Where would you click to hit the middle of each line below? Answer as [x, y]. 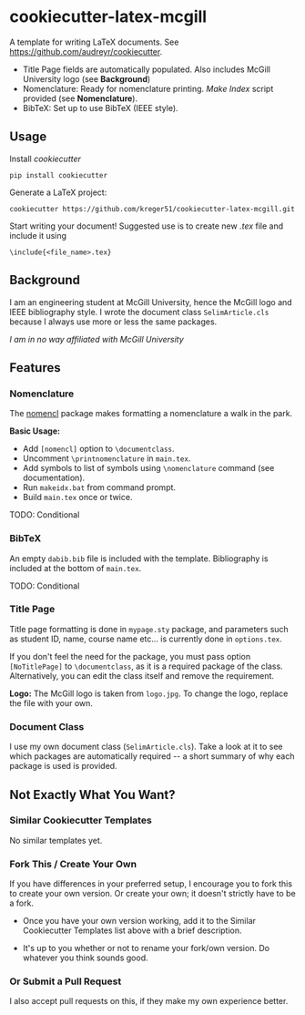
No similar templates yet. [56, 840]
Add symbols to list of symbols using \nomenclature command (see [148, 468]
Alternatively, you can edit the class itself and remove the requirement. [142, 675]
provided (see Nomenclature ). [80, 98]
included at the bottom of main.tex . [76, 568]
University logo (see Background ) [86, 78]
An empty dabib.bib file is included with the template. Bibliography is [139, 559]
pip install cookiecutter [58, 175]
